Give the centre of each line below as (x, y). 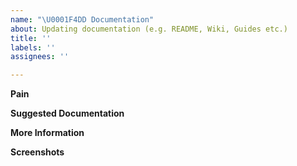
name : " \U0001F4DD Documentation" (82, 19)
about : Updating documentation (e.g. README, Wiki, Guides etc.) (149, 29)
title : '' (31, 38)
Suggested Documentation (67, 113)
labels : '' (33, 47)
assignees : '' (40, 57)
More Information (47, 133)
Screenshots (37, 152)
